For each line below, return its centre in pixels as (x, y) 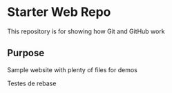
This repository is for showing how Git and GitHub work (86, 31)
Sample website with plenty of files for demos (73, 69)
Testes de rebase (32, 83)
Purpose (26, 53)
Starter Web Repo (59, 12)
